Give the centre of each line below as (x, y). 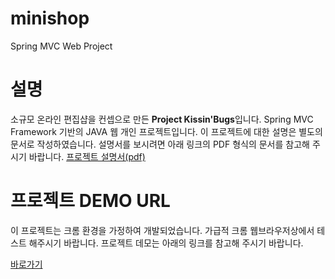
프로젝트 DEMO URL (90, 201)
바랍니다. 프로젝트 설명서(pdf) (87, 156)
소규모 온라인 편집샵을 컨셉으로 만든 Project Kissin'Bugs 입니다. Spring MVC (162, 119)
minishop (50, 18)
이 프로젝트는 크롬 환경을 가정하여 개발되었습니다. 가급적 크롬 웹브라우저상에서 (162, 230)
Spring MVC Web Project (61, 46)
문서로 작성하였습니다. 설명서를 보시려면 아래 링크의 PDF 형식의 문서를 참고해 (160, 144)
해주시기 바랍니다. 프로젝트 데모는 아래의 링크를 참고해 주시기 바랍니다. (166, 243)
